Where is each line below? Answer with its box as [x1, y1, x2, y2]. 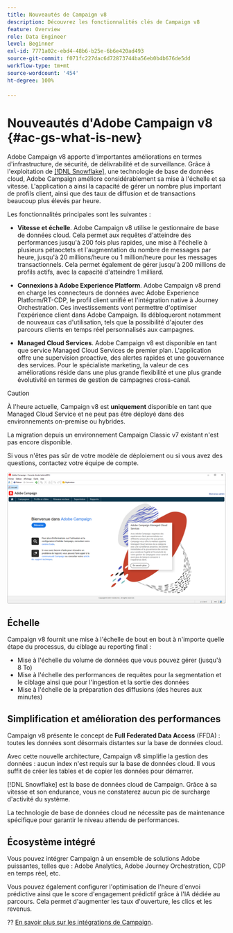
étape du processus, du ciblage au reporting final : [7, 643, 151, 651]
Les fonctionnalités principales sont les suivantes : [7, 210, 151, 218]
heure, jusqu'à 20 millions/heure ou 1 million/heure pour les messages [17, 253, 217, 261]
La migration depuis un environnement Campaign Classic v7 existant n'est [7, 430, 219, 439]
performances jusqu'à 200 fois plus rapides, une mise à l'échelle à [17, 238, 208, 247]
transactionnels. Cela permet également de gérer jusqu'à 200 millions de [17, 261, 226, 269]
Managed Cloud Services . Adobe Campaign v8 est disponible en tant [17, 339, 217, 347]
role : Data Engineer [7, 33, 67, 40]
